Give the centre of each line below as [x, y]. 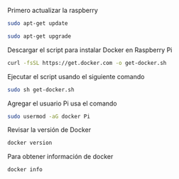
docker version [30, 143]
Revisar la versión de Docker [49, 130]
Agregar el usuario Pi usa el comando [62, 103]
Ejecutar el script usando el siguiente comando [76, 76]
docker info [25, 170]
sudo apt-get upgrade [39, 36]
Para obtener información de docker [60, 157]
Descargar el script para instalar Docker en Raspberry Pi [90, 50]
